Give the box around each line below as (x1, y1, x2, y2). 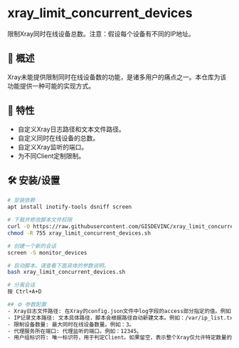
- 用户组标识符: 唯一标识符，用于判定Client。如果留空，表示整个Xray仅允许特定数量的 (7, 334, 233, 342)
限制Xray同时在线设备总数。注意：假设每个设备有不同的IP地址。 (7, 29, 196, 38)
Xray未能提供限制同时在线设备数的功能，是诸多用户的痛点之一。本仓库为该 (7, 73, 227, 81)
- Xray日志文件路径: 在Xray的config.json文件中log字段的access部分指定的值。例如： (7, 307, 237, 314)
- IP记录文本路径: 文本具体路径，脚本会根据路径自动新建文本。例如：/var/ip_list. (7, 314, 227, 322)
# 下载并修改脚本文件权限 (7, 216, 73, 224)
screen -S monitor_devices (7, 249, 87, 256)
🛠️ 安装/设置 (7, 174, 60, 186)
